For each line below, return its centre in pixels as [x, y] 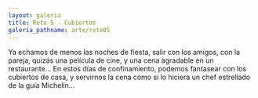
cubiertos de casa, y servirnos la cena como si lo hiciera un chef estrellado [129, 77]
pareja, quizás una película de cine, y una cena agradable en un [111, 60]
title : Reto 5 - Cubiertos [52, 23]
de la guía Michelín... [42, 85]
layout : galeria [35, 15]
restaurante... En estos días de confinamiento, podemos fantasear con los [127, 69]
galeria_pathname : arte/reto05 [59, 30]
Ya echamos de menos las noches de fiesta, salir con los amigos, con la [124, 53]
